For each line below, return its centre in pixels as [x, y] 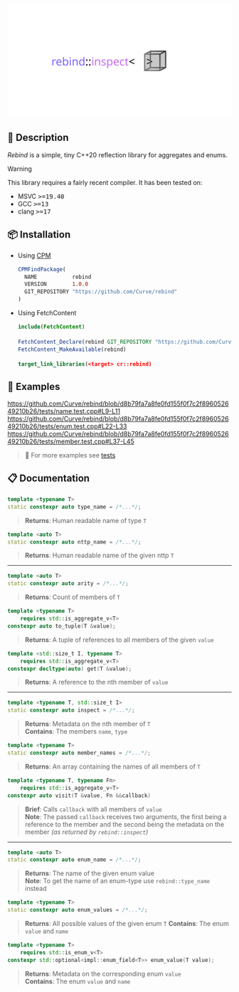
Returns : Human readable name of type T [86, 520]
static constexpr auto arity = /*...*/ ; [68, 584]
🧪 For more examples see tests [70, 455]
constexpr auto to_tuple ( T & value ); [62, 626]
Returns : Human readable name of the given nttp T [99, 555]
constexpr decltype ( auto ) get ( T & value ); [70, 669]
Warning [20, 169]
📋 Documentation [49, 479]
